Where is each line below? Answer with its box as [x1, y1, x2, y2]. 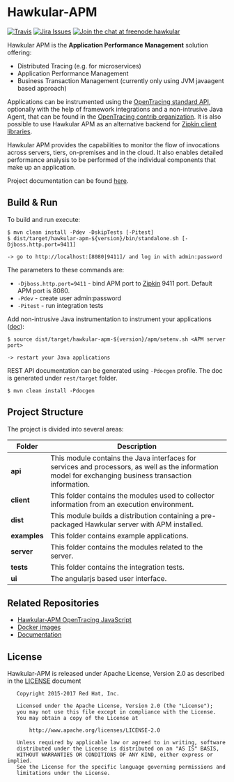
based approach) [17, 84, 68, 92]
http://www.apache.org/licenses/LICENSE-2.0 [29, 727, 160, 734]
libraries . [7, 127, 33, 135]
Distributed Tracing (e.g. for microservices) [17, 61, 141, 70]
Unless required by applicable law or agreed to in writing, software [16, 739, 226, 746]
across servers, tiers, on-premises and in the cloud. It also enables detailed [7, 148, 224, 156]
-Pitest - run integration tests [17, 301, 104, 309]
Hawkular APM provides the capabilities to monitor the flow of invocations [7, 140, 220, 149]
